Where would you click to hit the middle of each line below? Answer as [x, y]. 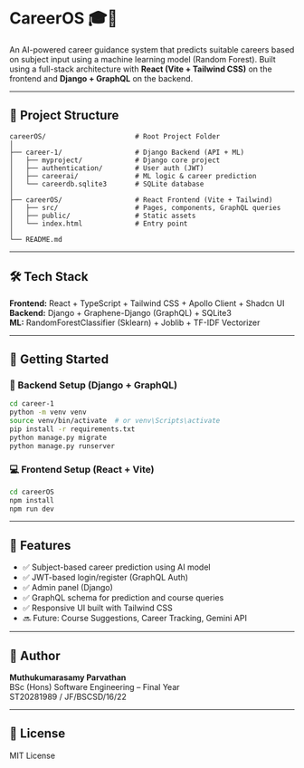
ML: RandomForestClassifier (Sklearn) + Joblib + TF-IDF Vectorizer [135, 322]
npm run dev [32, 509]
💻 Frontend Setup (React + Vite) [82, 470]
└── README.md [36, 239]
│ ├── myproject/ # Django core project [115, 160]
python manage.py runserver [62, 446]
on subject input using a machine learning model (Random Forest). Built [142, 59]
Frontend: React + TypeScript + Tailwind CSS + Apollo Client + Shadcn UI [147, 303]
